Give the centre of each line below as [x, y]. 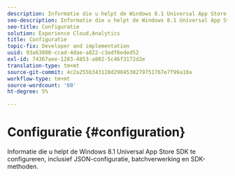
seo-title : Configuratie [43, 27]
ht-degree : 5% [28, 91]
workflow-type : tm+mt [39, 79]
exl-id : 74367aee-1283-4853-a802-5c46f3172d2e [76, 59]
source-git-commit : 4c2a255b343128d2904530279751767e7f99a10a [100, 72]
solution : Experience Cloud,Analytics [64, 33]
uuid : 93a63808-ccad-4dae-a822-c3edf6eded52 [73, 53]
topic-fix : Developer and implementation [69, 46]
